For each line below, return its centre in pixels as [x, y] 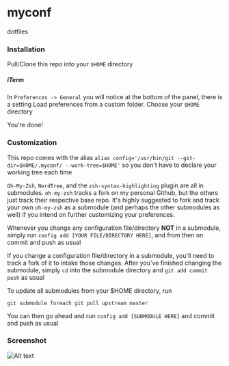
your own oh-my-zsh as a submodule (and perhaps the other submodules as [113, 207]
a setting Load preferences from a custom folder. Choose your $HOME [104, 105]
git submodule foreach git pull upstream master [78, 303]
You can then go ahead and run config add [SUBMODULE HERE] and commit [111, 315]
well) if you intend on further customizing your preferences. [91, 214]
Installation [26, 49]
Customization [32, 143]
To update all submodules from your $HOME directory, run [90, 290]
